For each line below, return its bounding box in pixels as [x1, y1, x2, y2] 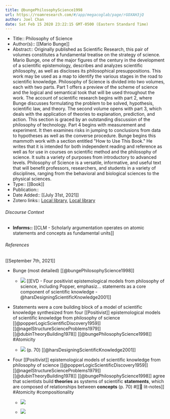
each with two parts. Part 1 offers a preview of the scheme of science [12, 84, 158, 90]
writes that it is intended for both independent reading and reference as [12, 143, 162, 150]
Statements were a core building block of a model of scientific [12, 304, 143, 310]
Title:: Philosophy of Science [12, 36, 73, 42]
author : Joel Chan [5, 17, 44, 22]
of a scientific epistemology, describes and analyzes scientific [12, 62, 143, 69]
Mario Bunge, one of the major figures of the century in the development [12, 57, 165, 63]
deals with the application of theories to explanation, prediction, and [12, 111, 155, 117]
